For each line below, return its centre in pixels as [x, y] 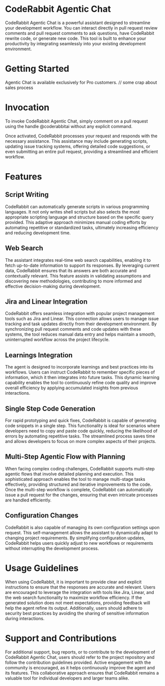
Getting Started [37, 69]
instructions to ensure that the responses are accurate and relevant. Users [80, 587]
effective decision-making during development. [53, 286]
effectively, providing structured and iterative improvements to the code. [78, 484]
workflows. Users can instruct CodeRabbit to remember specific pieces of [80, 372]
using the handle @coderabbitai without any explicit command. [69, 126]
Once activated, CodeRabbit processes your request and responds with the [81, 136]
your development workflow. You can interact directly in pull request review [82, 28]
